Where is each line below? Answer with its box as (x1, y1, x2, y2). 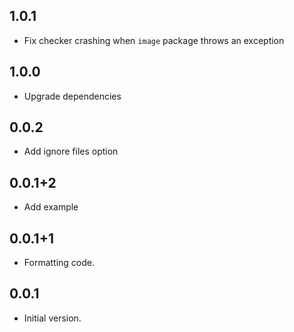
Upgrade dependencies (23, 90, 122, 102)
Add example (23, 201, 79, 213)
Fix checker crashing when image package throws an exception (23, 34, 285, 46)
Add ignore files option (23, 145, 119, 158)
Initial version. (23, 312, 82, 324)
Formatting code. (23, 257, 96, 269)
